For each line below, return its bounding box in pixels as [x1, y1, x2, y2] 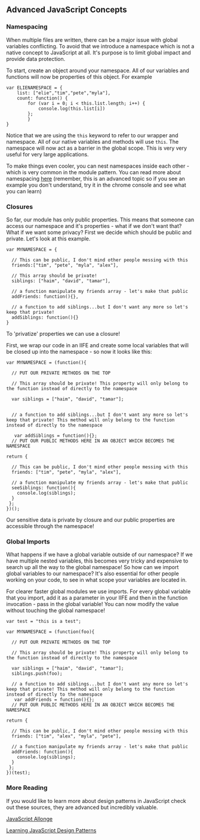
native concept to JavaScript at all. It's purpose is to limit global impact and [6, 49, 191, 56]
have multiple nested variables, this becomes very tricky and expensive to [6, 557, 189, 564]
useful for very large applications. [6, 150, 89, 157]
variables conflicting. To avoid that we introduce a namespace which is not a [6, 42, 195, 50]
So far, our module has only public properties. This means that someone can [6, 216, 195, 223]
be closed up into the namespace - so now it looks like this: [6, 348, 152, 355]
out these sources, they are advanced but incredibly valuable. [6, 804, 158, 811]
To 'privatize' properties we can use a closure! [6, 330, 121, 337]
